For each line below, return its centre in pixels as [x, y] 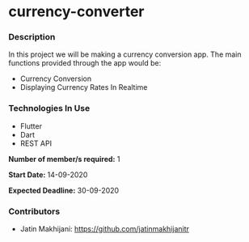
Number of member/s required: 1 [64, 159]
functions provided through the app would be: [85, 63]
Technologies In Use [49, 108]
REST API [36, 143]
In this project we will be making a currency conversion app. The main [125, 54]
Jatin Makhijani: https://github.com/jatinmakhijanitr [105, 229]
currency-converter [76, 12]
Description [32, 37]
